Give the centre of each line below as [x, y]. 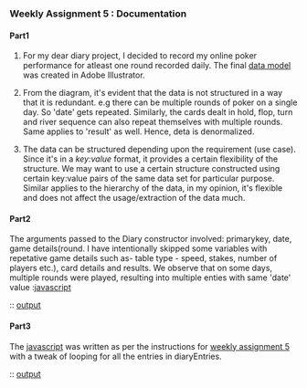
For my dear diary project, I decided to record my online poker [140, 56]
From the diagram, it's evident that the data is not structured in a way [153, 93]
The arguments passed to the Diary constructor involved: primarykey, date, [151, 239]
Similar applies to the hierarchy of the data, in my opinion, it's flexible [153, 188]
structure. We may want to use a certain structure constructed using [151, 169]
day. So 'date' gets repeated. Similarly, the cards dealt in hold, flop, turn [158, 112]
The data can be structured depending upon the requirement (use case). [159, 150]
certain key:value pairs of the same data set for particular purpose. [148, 178]
